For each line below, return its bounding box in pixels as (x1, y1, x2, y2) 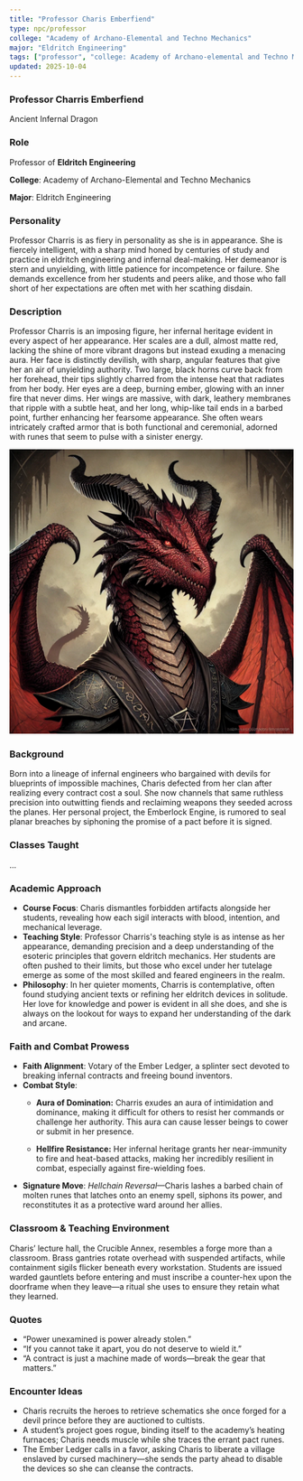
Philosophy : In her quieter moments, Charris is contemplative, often (22, 980, 275, 991)
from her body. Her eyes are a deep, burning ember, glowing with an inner (9, 384, 285, 395)
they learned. (9, 1290, 59, 1301)
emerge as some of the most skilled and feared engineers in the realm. (22, 970, 286, 981)
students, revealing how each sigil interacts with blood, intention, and (22, 912, 280, 923)
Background (9, 748, 65, 760)
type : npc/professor (9, 23, 87, 33)
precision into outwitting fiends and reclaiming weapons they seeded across (9, 797, 293, 808)
